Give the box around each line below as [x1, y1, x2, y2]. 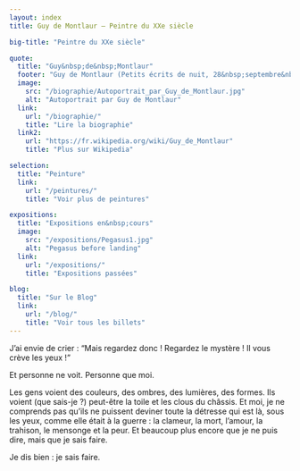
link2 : [17, 129, 42, 138]
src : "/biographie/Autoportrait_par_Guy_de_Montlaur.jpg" [25, 87, 246, 96]
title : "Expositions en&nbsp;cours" [17, 219, 154, 228]
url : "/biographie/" [25, 112, 102, 121]
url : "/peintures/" [25, 186, 98, 195]
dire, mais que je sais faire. [9, 434, 108, 445]
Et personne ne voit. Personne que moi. [9, 369, 154, 380]
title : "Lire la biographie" [25, 120, 134, 130]
